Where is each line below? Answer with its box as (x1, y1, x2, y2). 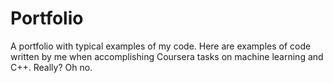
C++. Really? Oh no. (10, 61, 93, 73)
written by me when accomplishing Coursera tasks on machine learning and (10, 50, 324, 62)
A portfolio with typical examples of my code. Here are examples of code (10, 40, 312, 52)
